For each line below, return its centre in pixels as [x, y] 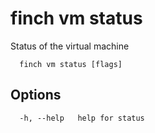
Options [36, 95]
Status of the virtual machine [70, 46]
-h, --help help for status [82, 118]
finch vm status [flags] [71, 64]
